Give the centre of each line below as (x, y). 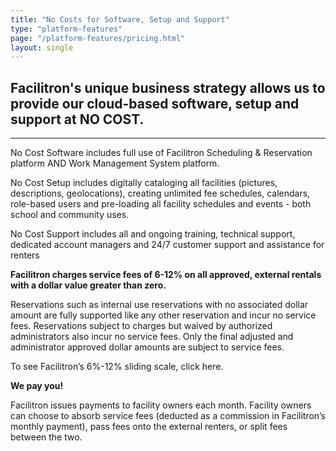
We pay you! (37, 386)
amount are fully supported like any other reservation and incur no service (163, 315)
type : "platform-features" (66, 29)
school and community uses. (70, 215)
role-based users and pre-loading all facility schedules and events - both (161, 204)
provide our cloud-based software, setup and (155, 103)
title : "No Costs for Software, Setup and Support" (120, 19)
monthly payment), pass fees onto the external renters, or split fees (149, 427)
